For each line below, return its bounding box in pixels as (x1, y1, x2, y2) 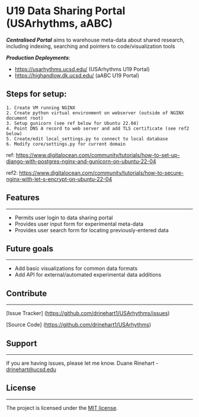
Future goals (6, 243, 53, 254)
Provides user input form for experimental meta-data (14, 220, 144, 227)
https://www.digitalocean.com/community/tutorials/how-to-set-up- (15, 151, 180, 158)
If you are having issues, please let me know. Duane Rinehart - (6, 360, 159, 367)
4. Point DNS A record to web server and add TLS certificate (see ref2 (6, 126, 190, 131)
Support (6, 338, 37, 348)
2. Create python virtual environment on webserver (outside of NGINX (6, 110, 184, 116)
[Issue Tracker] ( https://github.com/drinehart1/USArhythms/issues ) (6, 310, 170, 317)
